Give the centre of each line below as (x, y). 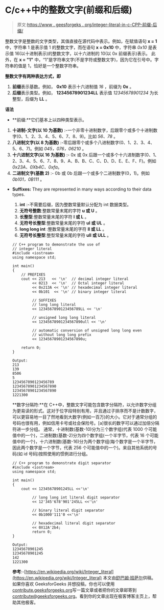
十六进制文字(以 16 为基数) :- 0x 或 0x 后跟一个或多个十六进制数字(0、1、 (85, 155)
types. (19, 194)
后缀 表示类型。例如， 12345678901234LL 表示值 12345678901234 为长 (85, 93)
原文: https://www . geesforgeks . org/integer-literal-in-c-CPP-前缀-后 (87, 25)
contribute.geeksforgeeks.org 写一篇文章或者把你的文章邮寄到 (74, 590)
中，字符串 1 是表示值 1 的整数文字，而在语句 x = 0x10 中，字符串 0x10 (76, 47)
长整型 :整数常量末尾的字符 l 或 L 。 (54, 217)
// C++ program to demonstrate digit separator (61, 463)
